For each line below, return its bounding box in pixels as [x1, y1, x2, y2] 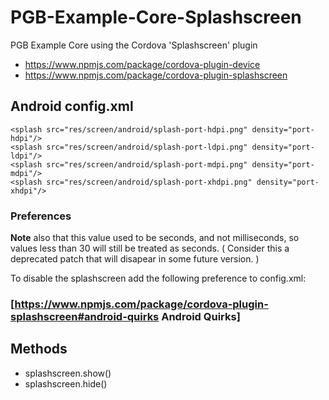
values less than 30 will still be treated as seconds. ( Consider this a [10, 242, 290, 255]
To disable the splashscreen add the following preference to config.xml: [10, 272, 307, 285]
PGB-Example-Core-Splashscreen [10, 6, 302, 29]
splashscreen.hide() [24, 377, 108, 390]
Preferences [10, 209, 72, 223]
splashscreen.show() [24, 367, 112, 379]
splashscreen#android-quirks [10, 309, 160, 323]
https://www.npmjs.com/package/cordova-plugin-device [24, 58, 261, 70]
